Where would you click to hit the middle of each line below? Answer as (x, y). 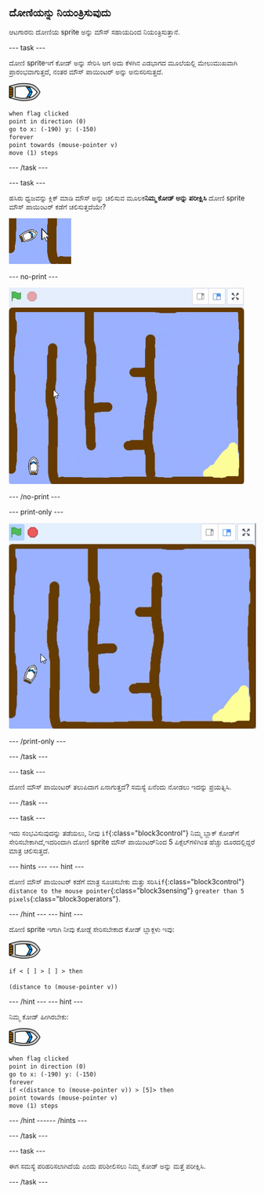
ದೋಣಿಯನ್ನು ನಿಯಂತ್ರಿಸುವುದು (60, 13)
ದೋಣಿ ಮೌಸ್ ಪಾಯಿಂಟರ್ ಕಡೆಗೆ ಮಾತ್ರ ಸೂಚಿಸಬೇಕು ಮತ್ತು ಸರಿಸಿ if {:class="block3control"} (127, 881)
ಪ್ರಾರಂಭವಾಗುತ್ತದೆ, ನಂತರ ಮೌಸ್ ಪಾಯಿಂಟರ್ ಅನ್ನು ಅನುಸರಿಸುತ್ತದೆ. (86, 72)
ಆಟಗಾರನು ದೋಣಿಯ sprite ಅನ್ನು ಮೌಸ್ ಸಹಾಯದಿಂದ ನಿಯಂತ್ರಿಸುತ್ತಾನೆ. (95, 31)
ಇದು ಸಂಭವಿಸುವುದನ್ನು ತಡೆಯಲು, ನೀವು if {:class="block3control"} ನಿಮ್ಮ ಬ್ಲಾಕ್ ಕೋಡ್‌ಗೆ (124, 833)
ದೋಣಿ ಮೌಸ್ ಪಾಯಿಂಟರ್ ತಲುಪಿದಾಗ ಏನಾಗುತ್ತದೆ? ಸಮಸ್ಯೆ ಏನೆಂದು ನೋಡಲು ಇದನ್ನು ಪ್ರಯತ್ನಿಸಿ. (120, 787)
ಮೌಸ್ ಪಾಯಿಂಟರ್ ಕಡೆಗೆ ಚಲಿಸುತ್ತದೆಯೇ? (58, 207)
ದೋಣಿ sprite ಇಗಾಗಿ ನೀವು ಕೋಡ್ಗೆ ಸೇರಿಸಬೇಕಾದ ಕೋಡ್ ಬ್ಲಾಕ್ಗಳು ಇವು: (92, 929)
